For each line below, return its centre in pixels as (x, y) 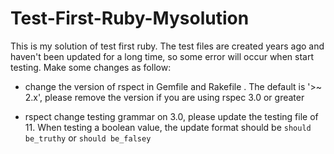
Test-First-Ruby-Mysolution (130, 18)
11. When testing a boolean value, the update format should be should (168, 127)
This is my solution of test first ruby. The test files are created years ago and (167, 46)
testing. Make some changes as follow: (91, 67)
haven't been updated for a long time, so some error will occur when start (162, 56)
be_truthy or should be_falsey (88, 138)
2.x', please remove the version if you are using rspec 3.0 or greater (164, 97)
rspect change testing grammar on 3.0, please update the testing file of (171, 116)
